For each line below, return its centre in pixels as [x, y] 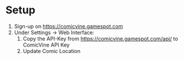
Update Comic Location [52, 51]
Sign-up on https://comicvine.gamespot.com [68, 26]
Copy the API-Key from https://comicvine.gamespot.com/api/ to [100, 38]
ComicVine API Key [46, 45]
